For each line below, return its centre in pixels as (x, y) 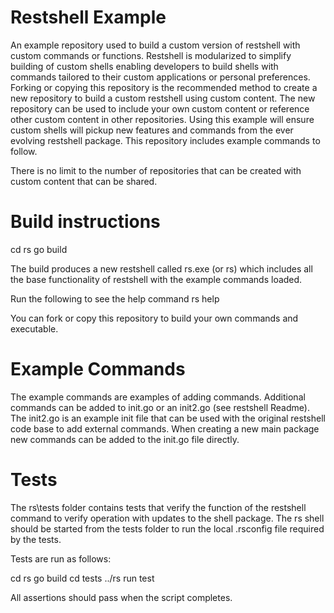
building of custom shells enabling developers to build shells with (144, 66)
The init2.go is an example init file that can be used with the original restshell (168, 418)
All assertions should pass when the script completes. (121, 597)
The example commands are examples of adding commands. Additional (158, 397)
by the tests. (36, 539)
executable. (34, 328)
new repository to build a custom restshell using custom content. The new (163, 98)
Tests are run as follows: (61, 558)
